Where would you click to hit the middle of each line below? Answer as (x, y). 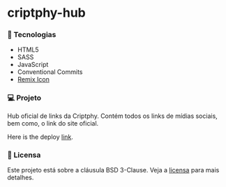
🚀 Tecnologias (32, 35)
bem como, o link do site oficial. (53, 123)
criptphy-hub (46, 13)
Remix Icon (33, 80)
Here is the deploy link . (40, 137)
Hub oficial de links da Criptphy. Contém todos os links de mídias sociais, (112, 116)
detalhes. (21, 178)
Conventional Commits (50, 72)
